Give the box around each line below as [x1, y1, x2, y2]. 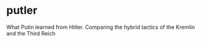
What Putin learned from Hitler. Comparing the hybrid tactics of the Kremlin [6, 23, 196, 31]
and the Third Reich [6, 29, 56, 37]
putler [6, 4, 38, 17]
